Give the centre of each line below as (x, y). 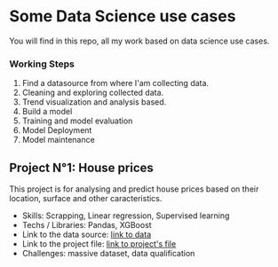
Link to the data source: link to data (87, 235)
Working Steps (42, 64)
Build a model (47, 112)
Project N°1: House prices (81, 167)
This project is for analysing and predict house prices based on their (134, 189)
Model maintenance (58, 140)
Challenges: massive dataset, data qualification (108, 254)
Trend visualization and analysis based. (94, 102)
